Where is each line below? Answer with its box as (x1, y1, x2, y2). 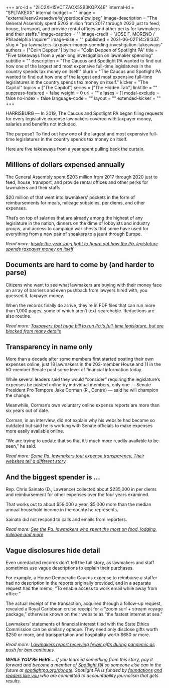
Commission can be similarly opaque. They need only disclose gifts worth (6, 627, 158, 633)
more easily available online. (6, 428, 64, 434)
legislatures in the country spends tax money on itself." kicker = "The (6, 79, 148, 85)
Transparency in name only (6, 342, 93, 352)
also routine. (6, 313, 32, 319)
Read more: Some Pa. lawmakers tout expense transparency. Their (6, 453, 144, 459)
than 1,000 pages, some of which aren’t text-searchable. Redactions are (6, 307, 155, 314)
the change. (6, 392, 31, 398)
